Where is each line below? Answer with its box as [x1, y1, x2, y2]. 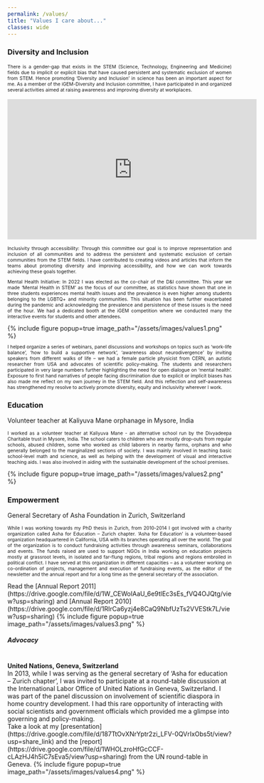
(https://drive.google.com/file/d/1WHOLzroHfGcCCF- [7, 745, 164, 753]
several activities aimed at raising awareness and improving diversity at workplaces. [7, 86, 192, 93]
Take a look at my [7, 722, 59, 730]
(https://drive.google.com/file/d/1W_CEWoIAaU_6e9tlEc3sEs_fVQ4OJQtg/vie [7, 589, 232, 598]
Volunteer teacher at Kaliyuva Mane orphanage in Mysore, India [7, 416, 194, 425]
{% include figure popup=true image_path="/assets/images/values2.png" [7, 470, 224, 478]
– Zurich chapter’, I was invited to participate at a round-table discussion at [7, 676, 227, 685]
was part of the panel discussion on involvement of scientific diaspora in [7, 692, 221, 700]
